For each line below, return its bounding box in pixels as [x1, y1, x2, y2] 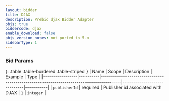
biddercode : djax [5, 26, 42, 31]
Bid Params [5, 57, 34, 64]
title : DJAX [5, 12, 30, 17]
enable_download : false [5, 31, 56, 36]
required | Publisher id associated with [81, 84, 162, 91]
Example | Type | [5, 74, 40, 80]
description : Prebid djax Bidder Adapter [5, 17, 94, 22]
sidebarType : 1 [5, 40, 37, 45]
